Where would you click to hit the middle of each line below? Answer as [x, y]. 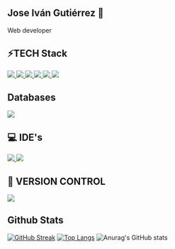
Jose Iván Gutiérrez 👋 [56, 13]
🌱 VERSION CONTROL [57, 181]
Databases [32, 98]
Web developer [29, 30]
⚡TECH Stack [37, 54]
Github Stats [35, 220]
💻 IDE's [25, 137]
